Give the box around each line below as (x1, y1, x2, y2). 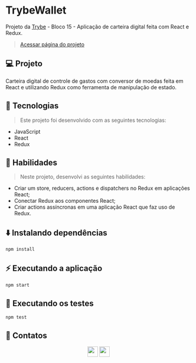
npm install (5, 247, 35, 252)
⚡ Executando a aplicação (5, 264, 103, 274)
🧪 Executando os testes (5, 299, 94, 309)
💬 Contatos (5, 330, 48, 341)
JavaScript (14, 128, 41, 135)
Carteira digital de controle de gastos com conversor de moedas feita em (5, 77, 184, 85)
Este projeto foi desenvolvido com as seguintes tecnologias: (19, 116, 166, 124)
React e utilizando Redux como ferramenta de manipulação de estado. (5, 83, 177, 90)
